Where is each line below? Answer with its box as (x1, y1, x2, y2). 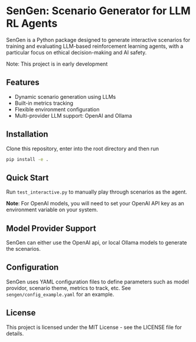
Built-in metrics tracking (14, 99, 74, 107)
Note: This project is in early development (6, 60, 108, 67)
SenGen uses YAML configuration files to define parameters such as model (6, 278, 189, 285)
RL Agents (6, 17, 58, 30)
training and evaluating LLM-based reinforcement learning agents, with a (6, 43, 184, 50)
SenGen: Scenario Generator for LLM (6, 4, 191, 18)
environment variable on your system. (6, 206, 99, 214)
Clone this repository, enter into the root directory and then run (6, 145, 159, 152)
